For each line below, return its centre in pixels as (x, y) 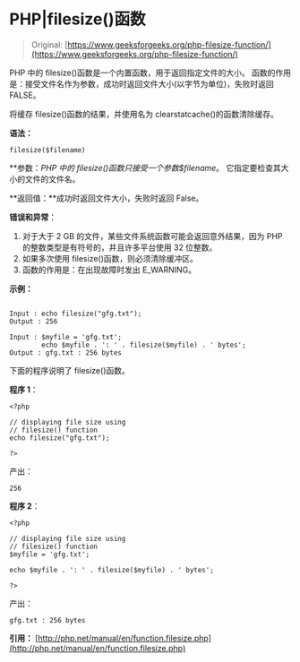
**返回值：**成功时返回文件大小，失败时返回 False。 (107, 198)
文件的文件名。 (52, 179)
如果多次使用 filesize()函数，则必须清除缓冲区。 (110, 258)
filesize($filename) (48, 150)
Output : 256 (34, 321)
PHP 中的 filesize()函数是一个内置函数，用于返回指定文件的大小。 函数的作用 (150, 73)
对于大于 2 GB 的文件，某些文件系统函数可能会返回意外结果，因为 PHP (152, 236)
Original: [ (49, 44)
